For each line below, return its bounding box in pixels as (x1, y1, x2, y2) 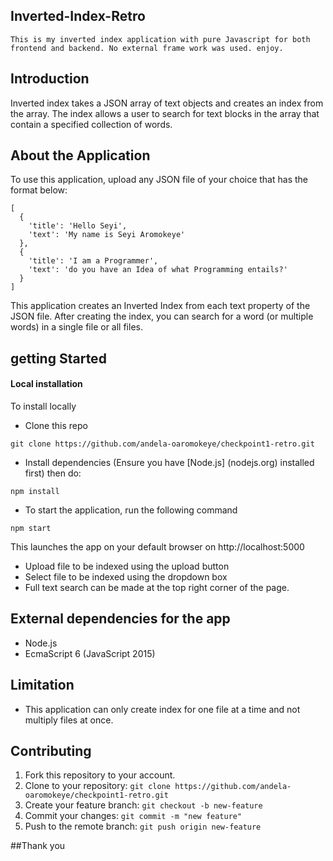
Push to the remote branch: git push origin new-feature (24, 820, 262, 833)
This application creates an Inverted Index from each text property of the (10, 300, 311, 312)
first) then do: (24, 467, 82, 479)
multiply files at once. (24, 714, 114, 726)
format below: (10, 184, 68, 196)
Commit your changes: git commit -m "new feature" (24, 810, 243, 822)
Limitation (10, 677, 75, 694)
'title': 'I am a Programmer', (28, 256, 159, 266)
